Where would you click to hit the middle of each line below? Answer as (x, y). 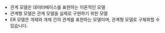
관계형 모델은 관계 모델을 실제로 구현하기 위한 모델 (59, 13)
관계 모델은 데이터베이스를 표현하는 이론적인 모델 (57, 7)
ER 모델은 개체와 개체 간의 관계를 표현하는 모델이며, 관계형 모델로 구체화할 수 (85, 19)
